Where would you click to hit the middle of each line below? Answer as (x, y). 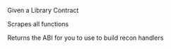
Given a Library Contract (43, 10)
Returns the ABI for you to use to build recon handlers (85, 38)
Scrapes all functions (38, 24)
